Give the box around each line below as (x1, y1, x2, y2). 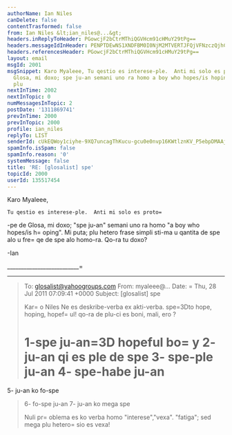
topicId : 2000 (7, 170, 48, 177)
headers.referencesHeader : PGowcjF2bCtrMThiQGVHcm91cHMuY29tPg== (7, 49, 199, 56)
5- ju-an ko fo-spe (7, 387, 59, 395)
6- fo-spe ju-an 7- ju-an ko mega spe (23, 400, 130, 408)
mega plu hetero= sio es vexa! (23, 421, 110, 429)
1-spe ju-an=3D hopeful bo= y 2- (23, 334, 216, 350)
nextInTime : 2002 (7, 87, 57, 94)
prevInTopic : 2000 (7, 119, 60, 126)
